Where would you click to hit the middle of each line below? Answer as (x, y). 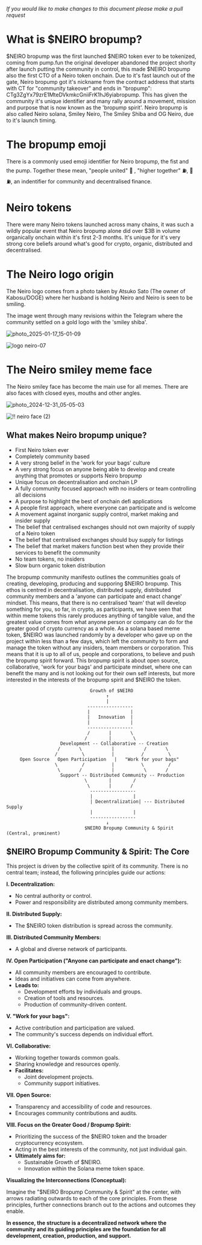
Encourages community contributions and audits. (76, 1113)
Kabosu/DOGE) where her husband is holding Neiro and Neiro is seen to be (99, 298)
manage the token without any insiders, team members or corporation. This (100, 648)
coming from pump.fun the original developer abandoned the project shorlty (101, 62)
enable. (16, 1211)
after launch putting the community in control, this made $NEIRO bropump (99, 69)
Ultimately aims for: (40, 1156)
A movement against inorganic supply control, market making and (97, 514)
